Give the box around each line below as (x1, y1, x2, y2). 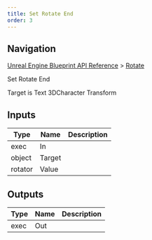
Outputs (7, 188, 44, 200)
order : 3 (7, 17, 33, 24)
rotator (11, 164, 34, 174)
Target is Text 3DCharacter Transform (7, 88, 117, 97)
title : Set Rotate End (7, 10, 74, 18)
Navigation (7, 43, 56, 55)
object (11, 153, 32, 163)
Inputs (7, 109, 36, 121)
